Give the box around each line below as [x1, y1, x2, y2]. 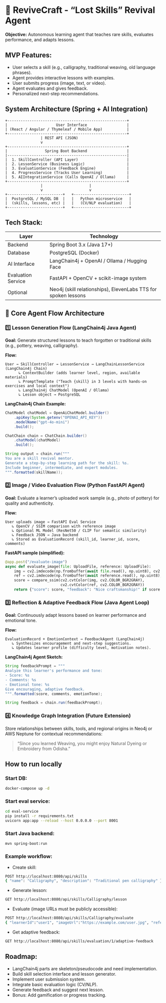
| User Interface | [5, 122, 129, 127]
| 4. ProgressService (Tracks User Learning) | [5, 170, 129, 175]
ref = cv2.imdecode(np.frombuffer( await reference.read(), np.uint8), [14, 573, 163, 578]
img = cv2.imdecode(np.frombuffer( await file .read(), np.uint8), [14, 569, 152, 574]
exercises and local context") [5, 384, 70, 389]
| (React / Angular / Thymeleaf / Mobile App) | [5, 126, 129, 132]
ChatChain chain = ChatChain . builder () [5, 433, 87, 438]
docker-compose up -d [5, 786, 50, 791]
